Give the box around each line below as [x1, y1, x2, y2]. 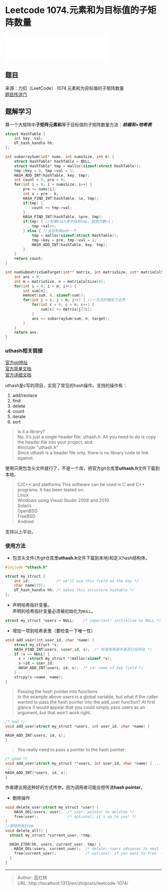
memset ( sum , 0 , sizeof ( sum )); [23, 293, 85, 298]
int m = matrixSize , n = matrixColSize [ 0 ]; [14, 279, 106, 284]
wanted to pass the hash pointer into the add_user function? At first [17, 699, 156, 705]
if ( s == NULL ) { [14, 651, 50, 656]
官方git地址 [5, 360, 28, 366]
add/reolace [12, 392, 37, 398]
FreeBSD [17, 513, 36, 519]
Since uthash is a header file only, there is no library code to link [17, 450, 149, 456]
